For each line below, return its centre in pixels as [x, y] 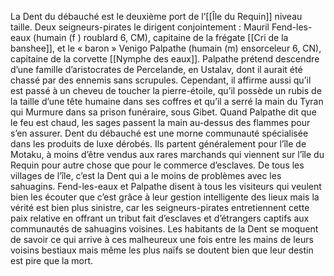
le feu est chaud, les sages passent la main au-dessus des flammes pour [160, 122]
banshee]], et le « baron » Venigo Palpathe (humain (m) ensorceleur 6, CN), [166, 48]
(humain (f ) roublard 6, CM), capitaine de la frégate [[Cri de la [161, 37]
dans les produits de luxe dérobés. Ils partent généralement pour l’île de [158, 144]
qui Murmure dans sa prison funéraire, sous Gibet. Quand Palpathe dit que [163, 112]
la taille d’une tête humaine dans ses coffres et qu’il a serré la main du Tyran [167, 101]
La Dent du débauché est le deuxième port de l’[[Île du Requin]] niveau [156, 16]
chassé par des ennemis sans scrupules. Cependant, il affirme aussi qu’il [161, 80]
